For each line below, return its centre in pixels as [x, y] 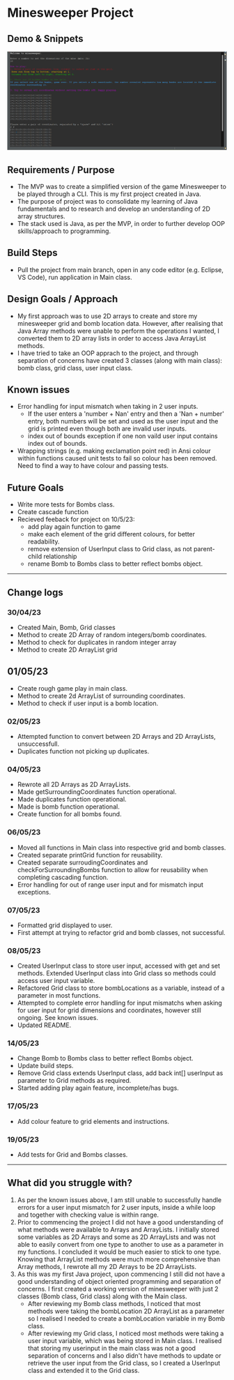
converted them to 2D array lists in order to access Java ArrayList [112, 338]
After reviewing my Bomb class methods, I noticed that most [114, 1303]
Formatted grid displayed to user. [65, 925]
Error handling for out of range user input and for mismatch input [110, 885]
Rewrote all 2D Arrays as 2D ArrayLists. [74, 785]
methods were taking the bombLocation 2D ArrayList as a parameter [126, 1311]
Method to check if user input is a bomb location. [88, 703]
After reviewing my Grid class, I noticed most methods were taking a [126, 1333]
